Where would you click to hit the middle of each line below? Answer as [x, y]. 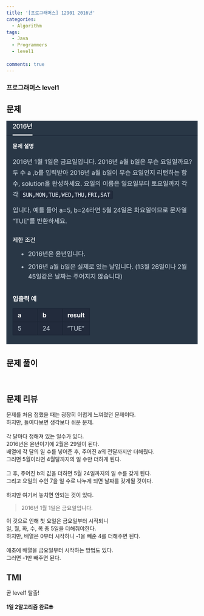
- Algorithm [27, 26]
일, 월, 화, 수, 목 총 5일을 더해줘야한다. [51, 529]
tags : [13, 32]
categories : [21, 19]
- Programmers [29, 45]
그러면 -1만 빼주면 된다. [34, 558]
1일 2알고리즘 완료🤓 [30, 607]
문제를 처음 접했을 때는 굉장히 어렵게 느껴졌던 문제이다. [71, 415]
